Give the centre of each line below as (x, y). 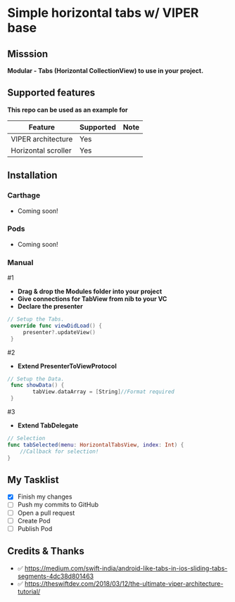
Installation (32, 175)
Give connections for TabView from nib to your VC (92, 299)
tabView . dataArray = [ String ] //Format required (103, 392)
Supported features (51, 93)
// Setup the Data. (36, 379)
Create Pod (34, 520)
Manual (20, 262)
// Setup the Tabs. (36, 319)
